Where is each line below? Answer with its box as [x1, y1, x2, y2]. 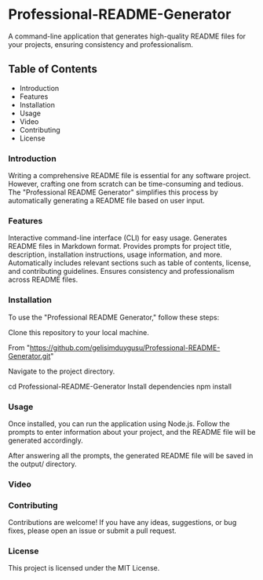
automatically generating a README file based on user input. [8, 196, 206, 206]
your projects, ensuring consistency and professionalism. [8, 39, 194, 49]
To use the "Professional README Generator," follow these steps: [8, 312, 220, 322]
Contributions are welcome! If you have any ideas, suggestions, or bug [8, 518, 237, 527]
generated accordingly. [8, 436, 84, 445]
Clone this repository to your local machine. [8, 327, 149, 337]
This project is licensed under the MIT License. [8, 564, 160, 573]
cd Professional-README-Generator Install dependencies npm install [8, 381, 232, 391]
